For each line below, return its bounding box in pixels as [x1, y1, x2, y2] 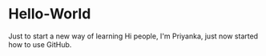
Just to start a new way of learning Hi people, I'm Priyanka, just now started [8, 31, 259, 41]
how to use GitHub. [8, 39, 72, 49]
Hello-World [8, 5, 91, 23]
